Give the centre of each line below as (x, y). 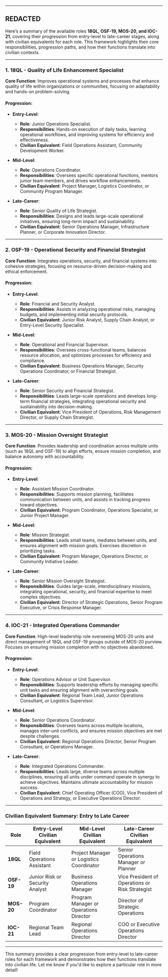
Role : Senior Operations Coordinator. (58, 720)
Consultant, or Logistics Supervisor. (57, 701)
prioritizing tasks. (38, 551)
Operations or (134, 883)
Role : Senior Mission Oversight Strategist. (63, 581)
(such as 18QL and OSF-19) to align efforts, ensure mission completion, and (83, 451)
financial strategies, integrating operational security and (88, 401)
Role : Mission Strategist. (45, 535)
